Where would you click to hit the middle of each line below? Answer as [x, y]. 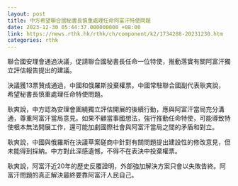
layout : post [27, 14]
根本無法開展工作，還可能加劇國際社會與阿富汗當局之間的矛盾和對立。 [115, 127]
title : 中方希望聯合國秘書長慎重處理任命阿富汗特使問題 [79, 21]
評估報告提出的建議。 [44, 70]
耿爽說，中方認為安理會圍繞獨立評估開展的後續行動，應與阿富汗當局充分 [113, 109]
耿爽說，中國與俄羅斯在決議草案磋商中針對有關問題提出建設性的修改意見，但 [119, 142]
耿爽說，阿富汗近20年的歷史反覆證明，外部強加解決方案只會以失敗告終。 [114, 166]
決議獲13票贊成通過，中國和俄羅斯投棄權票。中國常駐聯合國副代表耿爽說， [116, 85]
